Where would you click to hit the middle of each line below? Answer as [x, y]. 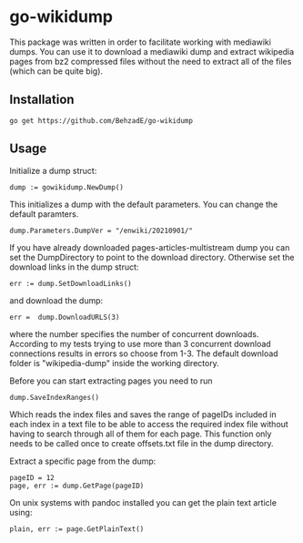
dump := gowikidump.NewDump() [67, 187]
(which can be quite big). [56, 71]
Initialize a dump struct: [53, 170]
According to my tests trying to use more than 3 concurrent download [140, 343]
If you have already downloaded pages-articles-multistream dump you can [150, 247]
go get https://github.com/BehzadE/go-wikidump [101, 120]
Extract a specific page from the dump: [83, 461]
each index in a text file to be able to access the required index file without [149, 424]
